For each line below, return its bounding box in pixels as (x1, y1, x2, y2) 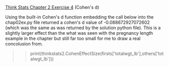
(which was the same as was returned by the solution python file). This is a (5, 25, 161, 31)
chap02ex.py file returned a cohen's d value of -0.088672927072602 (5, 20, 150, 25)
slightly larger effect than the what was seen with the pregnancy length (5, 30, 153, 36)
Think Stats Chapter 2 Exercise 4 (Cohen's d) (5, 5, 99, 10)
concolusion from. (5, 41, 43, 47)
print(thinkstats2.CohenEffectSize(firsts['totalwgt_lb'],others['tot (30, 50, 164, 56)
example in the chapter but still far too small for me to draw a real (5, 35, 141, 41)
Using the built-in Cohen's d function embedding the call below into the (5, 14, 154, 20)
